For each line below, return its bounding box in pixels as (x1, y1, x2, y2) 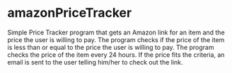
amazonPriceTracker (7, 5, 132, 21)
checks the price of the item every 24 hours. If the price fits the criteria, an (7, 51, 225, 59)
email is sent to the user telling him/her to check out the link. (7, 58, 183, 66)
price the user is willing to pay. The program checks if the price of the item (7, 35, 225, 44)
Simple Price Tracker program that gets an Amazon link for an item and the (7, 28, 225, 36)
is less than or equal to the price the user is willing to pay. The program (7, 43, 214, 51)
